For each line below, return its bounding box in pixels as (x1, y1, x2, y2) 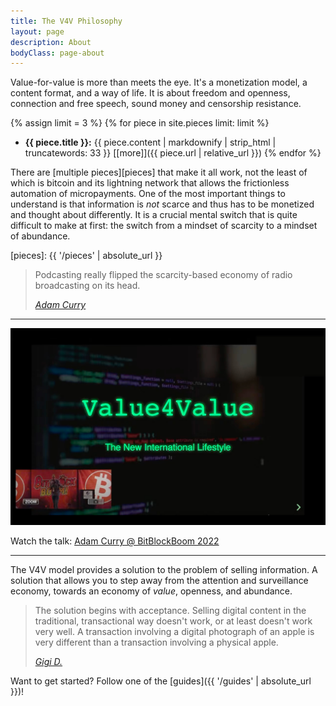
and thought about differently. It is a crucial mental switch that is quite (10, 209, 298, 221)
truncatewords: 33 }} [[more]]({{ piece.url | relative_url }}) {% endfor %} (24, 147, 322, 159)
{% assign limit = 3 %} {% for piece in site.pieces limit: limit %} (10, 117, 270, 129)
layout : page (10, 26, 65, 37)
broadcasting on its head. (34, 280, 141, 292)
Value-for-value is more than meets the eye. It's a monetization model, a (10, 76, 308, 89)
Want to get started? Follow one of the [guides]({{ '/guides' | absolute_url (10, 675, 312, 687)
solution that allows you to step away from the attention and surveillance (10, 575, 309, 587)
